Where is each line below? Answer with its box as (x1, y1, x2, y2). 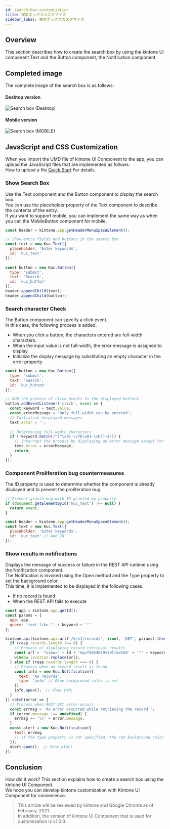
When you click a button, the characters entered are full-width (12, 332, 143, 338)
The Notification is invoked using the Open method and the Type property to (5, 573, 164, 579)
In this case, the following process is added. (5, 322, 97, 328)
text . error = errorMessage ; (14, 444, 73, 449)
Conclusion (5, 763, 42, 771)
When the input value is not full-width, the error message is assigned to (12, 342, 162, 349)
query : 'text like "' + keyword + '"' (10, 622, 92, 627)
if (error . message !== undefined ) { (10, 711, 87, 716)
